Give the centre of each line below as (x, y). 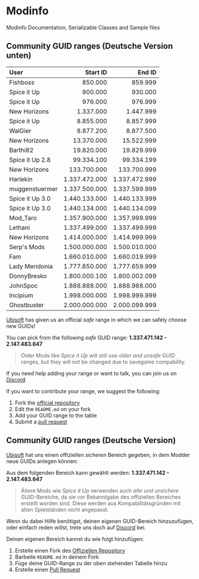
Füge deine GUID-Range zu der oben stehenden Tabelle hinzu (91, 563)
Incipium (21, 295)
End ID (147, 72)
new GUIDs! (21, 326)
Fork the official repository (47, 403)
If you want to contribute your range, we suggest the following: (83, 391)
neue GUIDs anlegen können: (42, 461)
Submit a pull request (41, 422)
